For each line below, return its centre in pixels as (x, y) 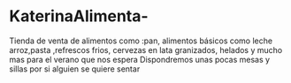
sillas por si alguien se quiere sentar (75, 69)
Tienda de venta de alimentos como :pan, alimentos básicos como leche (141, 41)
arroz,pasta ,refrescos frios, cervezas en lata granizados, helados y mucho (146, 49)
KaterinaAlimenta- (79, 16)
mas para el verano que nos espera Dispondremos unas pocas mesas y (140, 59)
